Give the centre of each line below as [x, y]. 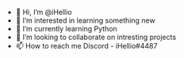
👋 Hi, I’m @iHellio [44, 12]
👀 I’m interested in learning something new [86, 20]
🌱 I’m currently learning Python [66, 29]
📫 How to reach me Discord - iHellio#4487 [86, 46]
